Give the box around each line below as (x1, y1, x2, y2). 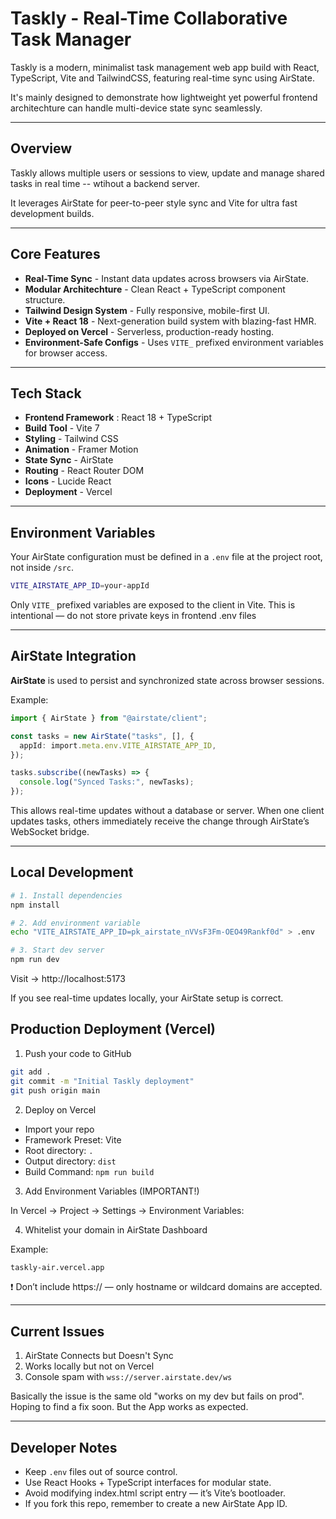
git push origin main (10, 1085, 101, 1096)
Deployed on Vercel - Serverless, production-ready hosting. (24, 325, 275, 337)
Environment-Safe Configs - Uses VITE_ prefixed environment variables (24, 336, 324, 348)
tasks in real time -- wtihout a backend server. (10, 177, 200, 189)
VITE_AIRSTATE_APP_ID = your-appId (10, 581, 150, 591)
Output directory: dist (24, 1155, 117, 1167)
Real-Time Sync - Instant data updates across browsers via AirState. (24, 272, 309, 284)
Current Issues (10, 1323, 105, 1340)
